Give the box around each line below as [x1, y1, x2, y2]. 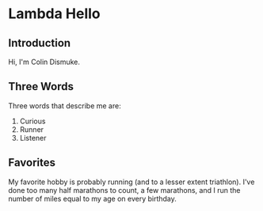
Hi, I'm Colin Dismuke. [8, 57, 81, 66]
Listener [19, 133, 47, 142]
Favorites [8, 156, 55, 170]
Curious [19, 116, 46, 126]
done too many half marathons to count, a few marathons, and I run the [8, 185, 241, 194]
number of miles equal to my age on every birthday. [8, 194, 177, 203]
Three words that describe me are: [8, 100, 121, 111]
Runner [19, 124, 44, 134]
